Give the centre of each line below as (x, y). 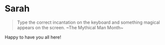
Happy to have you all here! (33, 37)
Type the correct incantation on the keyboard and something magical (88, 22)
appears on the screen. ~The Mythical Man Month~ (70, 27)
